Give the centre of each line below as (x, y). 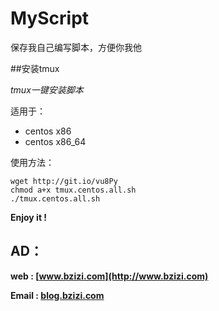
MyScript (50, 18)
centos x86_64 (55, 141)
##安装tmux (35, 68)
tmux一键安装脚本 (47, 89)
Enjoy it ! (29, 217)
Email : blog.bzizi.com (57, 295)
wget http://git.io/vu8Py (64, 181)
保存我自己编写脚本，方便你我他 (76, 47)
